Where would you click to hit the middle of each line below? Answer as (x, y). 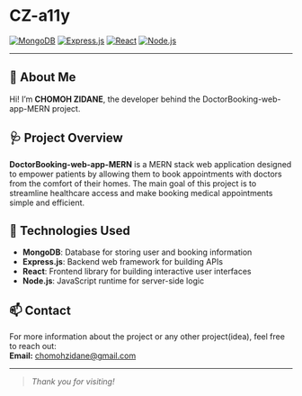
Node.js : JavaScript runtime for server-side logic (113, 281)
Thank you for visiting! (73, 382)
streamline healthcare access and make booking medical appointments (141, 193)
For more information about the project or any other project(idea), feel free (147, 337)
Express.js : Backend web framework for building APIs (122, 262)
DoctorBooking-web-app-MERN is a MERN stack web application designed (151, 164)
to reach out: (33, 346)
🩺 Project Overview (66, 138)
